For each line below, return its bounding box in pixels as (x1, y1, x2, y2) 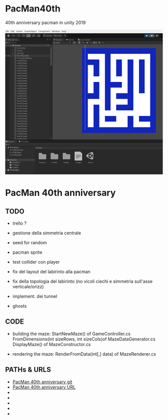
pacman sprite (12, 249, 42, 255)
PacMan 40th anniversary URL (12, 384, 76, 390)
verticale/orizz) (12, 284, 44, 290)
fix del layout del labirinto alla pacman (12, 269, 91, 275)
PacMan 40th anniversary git (12, 379, 72, 385)
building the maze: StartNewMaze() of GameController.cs (12, 331, 131, 337)
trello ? (12, 220, 26, 226)
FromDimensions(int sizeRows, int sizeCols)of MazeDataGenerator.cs (12, 336, 156, 342)
